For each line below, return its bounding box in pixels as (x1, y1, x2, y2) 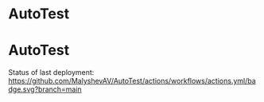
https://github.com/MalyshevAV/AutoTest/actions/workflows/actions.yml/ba (8, 76, 256, 86)
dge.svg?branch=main (8, 84, 82, 94)
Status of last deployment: (8, 68, 95, 77)
